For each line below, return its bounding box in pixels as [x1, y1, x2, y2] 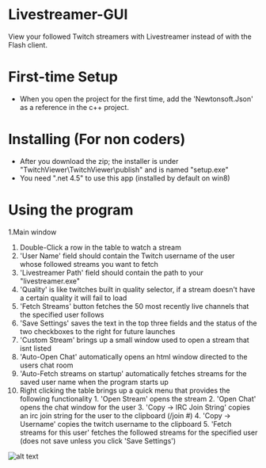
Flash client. [8, 40, 47, 49]
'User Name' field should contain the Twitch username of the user [19, 251, 235, 261]
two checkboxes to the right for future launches [19, 326, 176, 336]
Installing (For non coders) [8, 131, 186, 148]
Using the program [8, 201, 134, 219]
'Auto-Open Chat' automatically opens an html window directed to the [19, 352, 248, 361]
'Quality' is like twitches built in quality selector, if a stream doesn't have [19, 284, 256, 294]
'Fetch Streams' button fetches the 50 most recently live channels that [19, 301, 249, 310]
